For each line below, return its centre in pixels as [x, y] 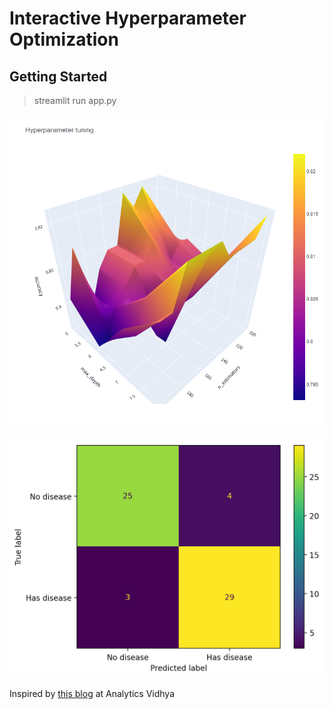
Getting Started [58, 76]
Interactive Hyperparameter [128, 18]
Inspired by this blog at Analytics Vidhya [92, 694]
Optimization [64, 39]
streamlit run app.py [75, 100]
